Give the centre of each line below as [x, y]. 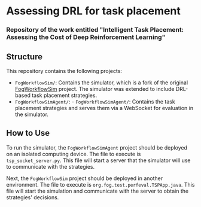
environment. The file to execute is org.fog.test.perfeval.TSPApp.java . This [100, 184]
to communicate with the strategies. [51, 166]
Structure [25, 57]
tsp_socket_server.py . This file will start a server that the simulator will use [98, 160]
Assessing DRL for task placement [93, 11]
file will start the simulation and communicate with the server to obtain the [98, 191]
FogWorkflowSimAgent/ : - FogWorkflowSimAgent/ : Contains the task [95, 101]
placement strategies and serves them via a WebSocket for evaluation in [104, 108]
